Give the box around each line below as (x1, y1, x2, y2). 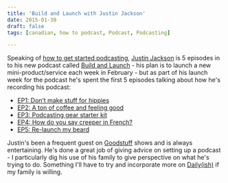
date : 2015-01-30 (7, 16, 57, 23)
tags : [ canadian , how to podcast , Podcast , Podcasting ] (7, 29, 170, 36)
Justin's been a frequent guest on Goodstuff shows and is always (7, 138, 193, 147)
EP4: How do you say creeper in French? (16, 118, 133, 127)
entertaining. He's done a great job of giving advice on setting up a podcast (7, 146, 221, 154)
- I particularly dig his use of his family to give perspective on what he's (7, 154, 209, 162)
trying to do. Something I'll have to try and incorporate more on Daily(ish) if (7, 160, 220, 169)
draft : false (7, 23, 45, 29)
